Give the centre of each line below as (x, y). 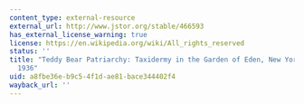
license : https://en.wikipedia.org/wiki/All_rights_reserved (127, 43)
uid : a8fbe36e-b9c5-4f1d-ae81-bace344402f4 (93, 77)
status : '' (30, 52)
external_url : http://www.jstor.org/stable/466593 (107, 26)
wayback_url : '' (40, 85)
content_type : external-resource (72, 18)
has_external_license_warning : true (78, 34)
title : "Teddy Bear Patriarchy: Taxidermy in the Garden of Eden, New (145, 60)
